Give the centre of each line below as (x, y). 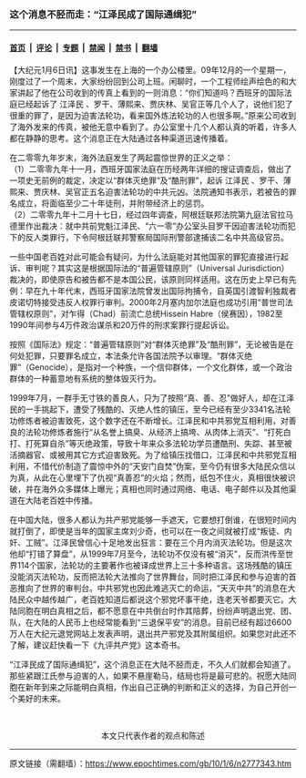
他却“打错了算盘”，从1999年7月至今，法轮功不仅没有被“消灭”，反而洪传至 (148, 554)
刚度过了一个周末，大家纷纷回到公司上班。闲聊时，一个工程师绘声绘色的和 (149, 81)
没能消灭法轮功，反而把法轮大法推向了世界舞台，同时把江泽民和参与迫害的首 (153, 577)
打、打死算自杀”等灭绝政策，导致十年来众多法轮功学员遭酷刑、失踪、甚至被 (151, 443)
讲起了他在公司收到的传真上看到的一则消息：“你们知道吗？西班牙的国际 (151, 92)
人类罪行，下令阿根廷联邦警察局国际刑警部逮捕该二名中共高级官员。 (161, 237)
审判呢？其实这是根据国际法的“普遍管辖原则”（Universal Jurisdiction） (157, 268)
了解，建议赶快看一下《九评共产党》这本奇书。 (97, 645)
